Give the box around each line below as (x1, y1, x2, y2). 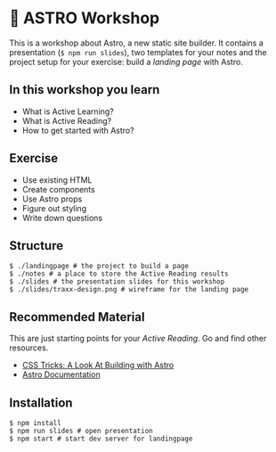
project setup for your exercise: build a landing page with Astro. (9, 56, 243, 67)
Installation (9, 395, 73, 410)
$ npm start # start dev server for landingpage (9, 434, 193, 443)
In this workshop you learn (9, 82, 160, 97)
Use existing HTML (21, 174, 93, 185)
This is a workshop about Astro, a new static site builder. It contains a (9, 37, 264, 48)
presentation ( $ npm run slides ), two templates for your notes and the (9, 46, 267, 57)
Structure (9, 238, 64, 253)
